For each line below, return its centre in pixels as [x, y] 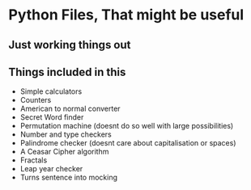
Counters [36, 100]
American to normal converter [70, 109]
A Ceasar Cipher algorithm [64, 152]
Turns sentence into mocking [68, 177]
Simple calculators [51, 91]
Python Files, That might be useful [126, 15]
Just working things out [70, 45]
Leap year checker [51, 169]
